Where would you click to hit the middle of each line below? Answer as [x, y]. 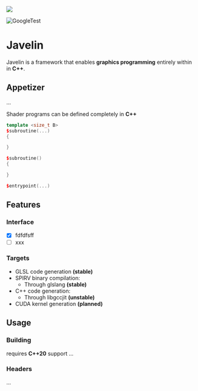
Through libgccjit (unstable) [60, 297]
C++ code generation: [43, 291]
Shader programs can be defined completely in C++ [72, 114]
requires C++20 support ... [40, 353]
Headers [19, 369]
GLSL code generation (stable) [54, 271]
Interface [20, 222]
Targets [18, 258]
